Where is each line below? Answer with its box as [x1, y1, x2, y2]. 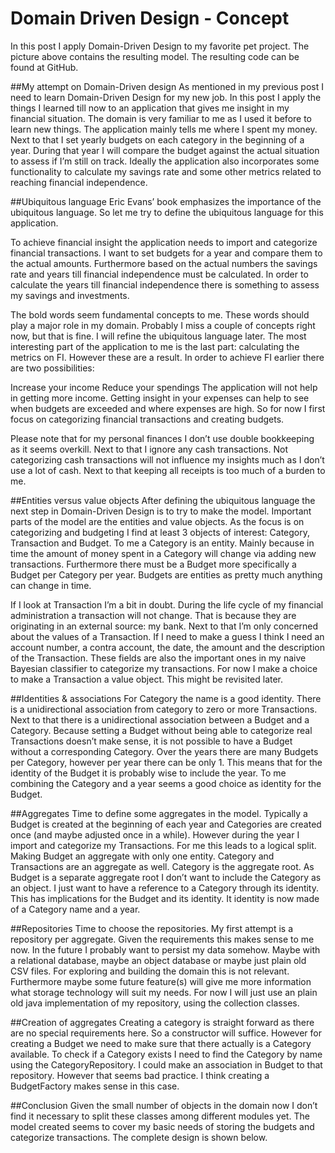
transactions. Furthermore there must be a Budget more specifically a [10, 558, 297, 570]
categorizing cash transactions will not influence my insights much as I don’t [10, 453, 325, 466]
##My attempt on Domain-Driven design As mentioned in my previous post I [10, 80, 325, 92]
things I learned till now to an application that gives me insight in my [10, 102, 290, 114]
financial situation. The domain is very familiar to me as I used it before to [10, 112, 313, 124]
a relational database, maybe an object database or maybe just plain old [10, 954, 307, 966]
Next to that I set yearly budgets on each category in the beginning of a [10, 133, 305, 146]
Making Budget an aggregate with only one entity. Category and [10, 850, 275, 862]
